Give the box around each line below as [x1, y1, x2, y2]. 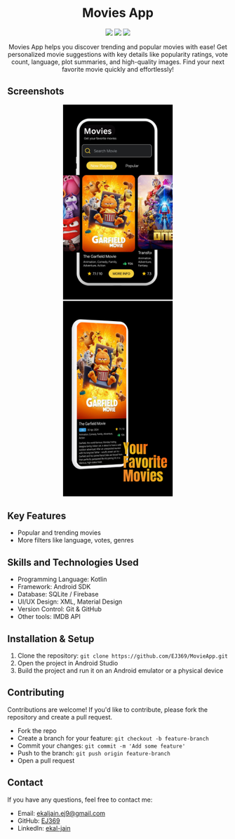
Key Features [7, 510, 67, 522]
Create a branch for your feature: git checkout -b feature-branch [17, 734, 209, 742]
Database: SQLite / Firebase [17, 590, 99, 599]
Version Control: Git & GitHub [17, 605, 102, 613]
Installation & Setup [7, 632, 95, 644]
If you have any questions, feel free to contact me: [7, 795, 153, 804]
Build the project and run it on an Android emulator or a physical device [17, 666, 224, 675]
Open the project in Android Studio [17, 659, 119, 668]
